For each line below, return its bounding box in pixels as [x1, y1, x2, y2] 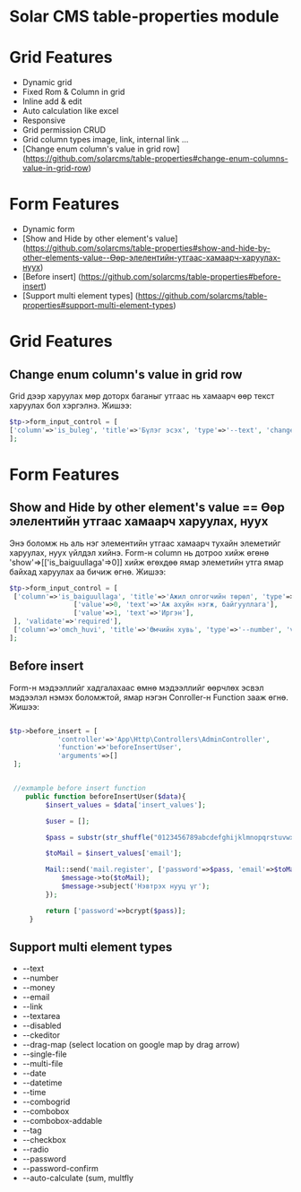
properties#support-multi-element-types [21, 300, 174, 311]
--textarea [21, 1011, 61, 1022]
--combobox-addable [21, 1116, 103, 1127]
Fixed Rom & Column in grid [21, 87, 125, 98]
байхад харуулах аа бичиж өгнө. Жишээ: [9, 566, 167, 577]
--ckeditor [21, 1030, 61, 1041]
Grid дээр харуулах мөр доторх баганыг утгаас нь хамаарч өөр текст [9, 391, 275, 402]
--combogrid [21, 1096, 71, 1108]
